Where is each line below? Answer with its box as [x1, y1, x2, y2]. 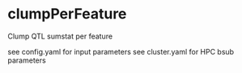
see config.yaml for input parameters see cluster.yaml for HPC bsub [7, 47, 235, 56]
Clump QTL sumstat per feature [7, 31, 113, 41]
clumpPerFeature [7, 5, 127, 23]
